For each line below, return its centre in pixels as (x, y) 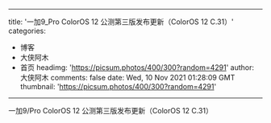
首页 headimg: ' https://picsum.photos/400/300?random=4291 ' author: (137, 68)
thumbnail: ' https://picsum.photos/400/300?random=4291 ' (118, 86)
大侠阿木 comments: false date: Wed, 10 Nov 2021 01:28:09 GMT (127, 78)
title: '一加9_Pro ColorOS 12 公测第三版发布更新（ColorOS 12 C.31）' (121, 22)
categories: (27, 31)
